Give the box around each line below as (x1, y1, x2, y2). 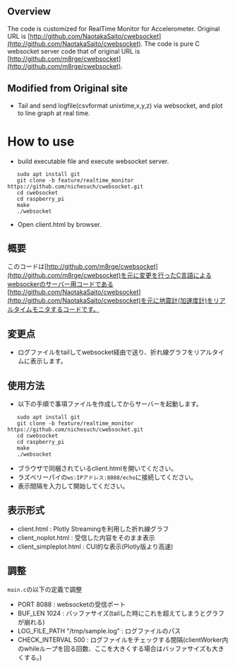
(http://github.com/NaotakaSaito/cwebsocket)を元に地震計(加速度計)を (7, 296, 214, 305)
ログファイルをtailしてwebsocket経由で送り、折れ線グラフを (17, 348, 194, 356)
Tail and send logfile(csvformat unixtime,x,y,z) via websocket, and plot (17, 101, 224, 110)
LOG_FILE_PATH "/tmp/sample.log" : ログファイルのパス (17, 626, 181, 635)
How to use (7, 134, 75, 149)
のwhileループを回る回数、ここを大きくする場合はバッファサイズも (17, 644, 212, 652)
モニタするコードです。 (31, 305, 100, 314)
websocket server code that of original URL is (7, 47, 140, 55)
